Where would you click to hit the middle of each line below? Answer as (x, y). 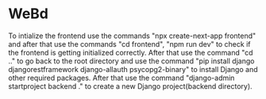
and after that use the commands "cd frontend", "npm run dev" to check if (129, 44)
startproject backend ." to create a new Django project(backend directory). (130, 86)
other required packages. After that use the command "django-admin (121, 78)
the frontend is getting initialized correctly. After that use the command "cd (131, 52)
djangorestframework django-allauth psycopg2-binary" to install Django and (133, 69)
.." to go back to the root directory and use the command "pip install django (131, 61)
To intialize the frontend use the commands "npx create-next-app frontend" (132, 36)
